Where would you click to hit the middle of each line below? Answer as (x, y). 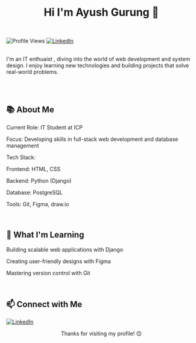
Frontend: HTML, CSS (33, 169)
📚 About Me (30, 110)
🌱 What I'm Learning (45, 235)
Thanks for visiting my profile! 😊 (101, 334)
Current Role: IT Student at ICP (45, 127)
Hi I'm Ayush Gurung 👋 (101, 12)
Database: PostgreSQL (35, 192)
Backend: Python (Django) (39, 180)
